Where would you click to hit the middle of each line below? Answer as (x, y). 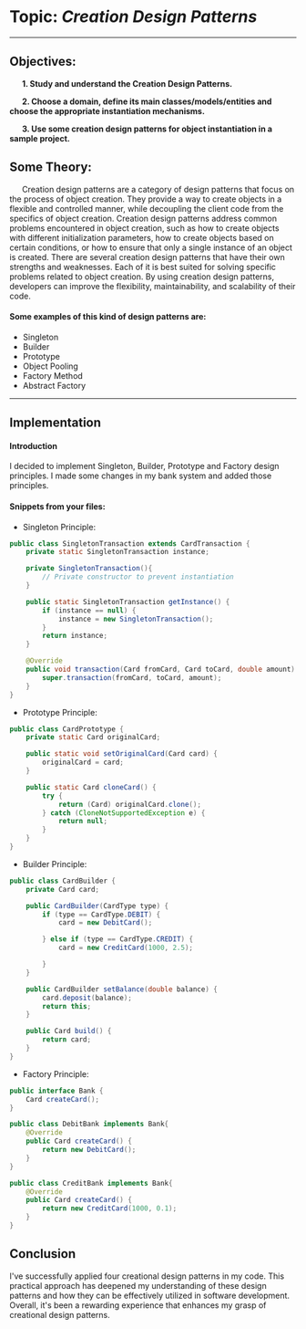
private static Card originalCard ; (93, 738)
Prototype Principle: (60, 712)
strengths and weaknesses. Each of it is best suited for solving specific (143, 267)
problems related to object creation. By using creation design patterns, (142, 277)
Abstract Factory (54, 385)
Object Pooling (51, 366)
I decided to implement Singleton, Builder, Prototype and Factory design (144, 466)
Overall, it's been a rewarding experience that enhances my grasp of (138, 1305)
